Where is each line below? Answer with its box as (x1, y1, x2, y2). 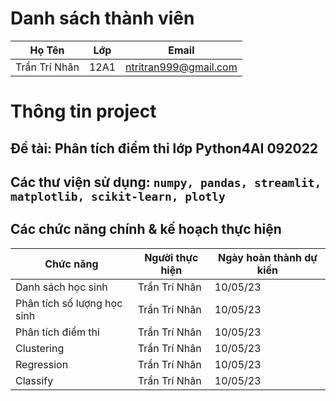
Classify (15, 373, 54, 387)
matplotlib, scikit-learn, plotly (10, 189, 226, 204)
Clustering (15, 341, 65, 355)
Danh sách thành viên (10, 7, 195, 30)
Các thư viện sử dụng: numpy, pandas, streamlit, (10, 173, 322, 191)
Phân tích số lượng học (15, 296, 123, 310)
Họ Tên (29, 43, 65, 57)
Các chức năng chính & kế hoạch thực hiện (10, 221, 282, 238)
